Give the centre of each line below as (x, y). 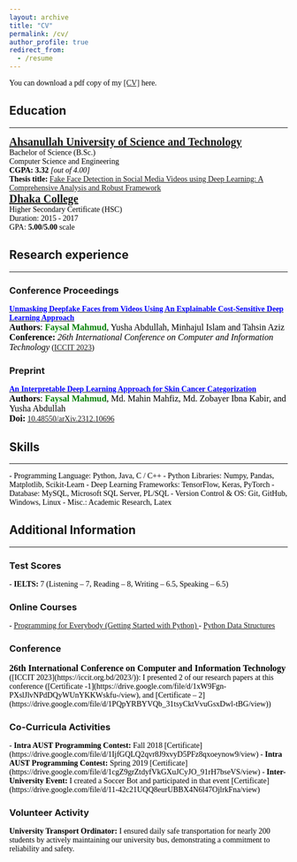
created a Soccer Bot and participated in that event (152, 781)
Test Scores (35, 565)
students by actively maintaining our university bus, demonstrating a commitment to (140, 840)
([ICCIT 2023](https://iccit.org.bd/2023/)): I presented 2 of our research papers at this (141, 677)
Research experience (69, 255)
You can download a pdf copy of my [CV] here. (83, 83)
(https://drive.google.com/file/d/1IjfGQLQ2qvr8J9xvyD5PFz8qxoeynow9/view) (134, 755)
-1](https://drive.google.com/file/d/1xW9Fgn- (156, 686)
